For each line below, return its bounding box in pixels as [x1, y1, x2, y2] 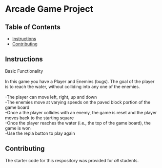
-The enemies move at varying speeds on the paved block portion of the [5, 99, 151, 105]
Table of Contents [5, 23, 61, 31]
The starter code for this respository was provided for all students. [5, 157, 139, 163]
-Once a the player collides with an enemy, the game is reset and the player [5, 109, 157, 115]
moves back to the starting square [5, 115, 74, 121]
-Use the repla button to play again [5, 130, 75, 136]
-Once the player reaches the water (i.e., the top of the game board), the [5, 120, 151, 126]
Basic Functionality [5, 68, 43, 74]
